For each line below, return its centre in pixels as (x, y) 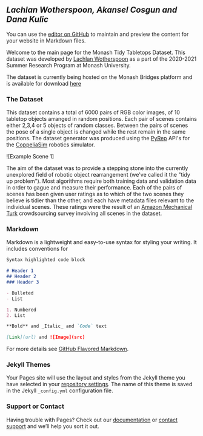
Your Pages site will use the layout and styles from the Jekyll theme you (96, 378)
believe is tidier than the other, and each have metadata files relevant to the (100, 200)
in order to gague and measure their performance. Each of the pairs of (94, 188)
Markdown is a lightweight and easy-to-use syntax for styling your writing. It (101, 242)
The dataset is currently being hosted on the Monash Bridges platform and (99, 77)
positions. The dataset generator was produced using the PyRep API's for (98, 138)
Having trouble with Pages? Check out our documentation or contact (92, 420)
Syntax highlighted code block (46, 260)
